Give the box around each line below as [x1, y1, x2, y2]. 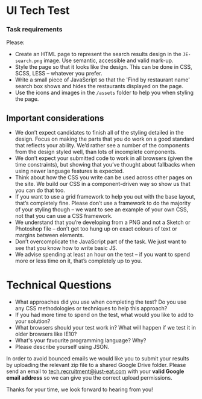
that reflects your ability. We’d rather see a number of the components [14, 142, 190, 149]
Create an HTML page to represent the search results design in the [14, 51, 182, 58]
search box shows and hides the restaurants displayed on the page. [14, 83, 184, 90]
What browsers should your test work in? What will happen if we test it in [14, 324, 196, 331]
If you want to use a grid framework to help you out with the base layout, [14, 193, 196, 200]
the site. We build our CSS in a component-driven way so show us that [14, 180, 191, 188]
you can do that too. [14, 187, 65, 194]
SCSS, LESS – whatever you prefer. [14, 70, 103, 77]
